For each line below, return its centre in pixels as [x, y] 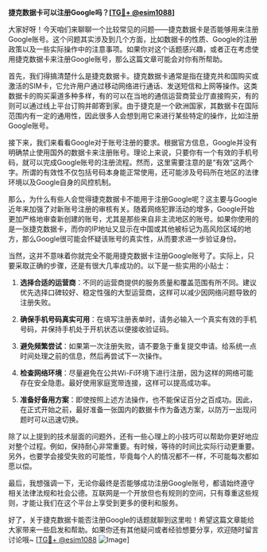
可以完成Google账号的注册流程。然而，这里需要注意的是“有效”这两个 [141, 162]
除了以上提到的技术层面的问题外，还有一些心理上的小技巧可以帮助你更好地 [130, 436]
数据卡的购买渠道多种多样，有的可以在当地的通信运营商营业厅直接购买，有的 [133, 96]
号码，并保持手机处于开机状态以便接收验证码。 [96, 329]
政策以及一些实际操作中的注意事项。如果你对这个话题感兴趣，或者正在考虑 [130, 49]
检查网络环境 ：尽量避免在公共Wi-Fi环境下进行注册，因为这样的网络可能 [137, 373]
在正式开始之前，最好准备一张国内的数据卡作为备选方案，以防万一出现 [135, 409]
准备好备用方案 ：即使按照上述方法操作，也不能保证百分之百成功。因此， [138, 400]
